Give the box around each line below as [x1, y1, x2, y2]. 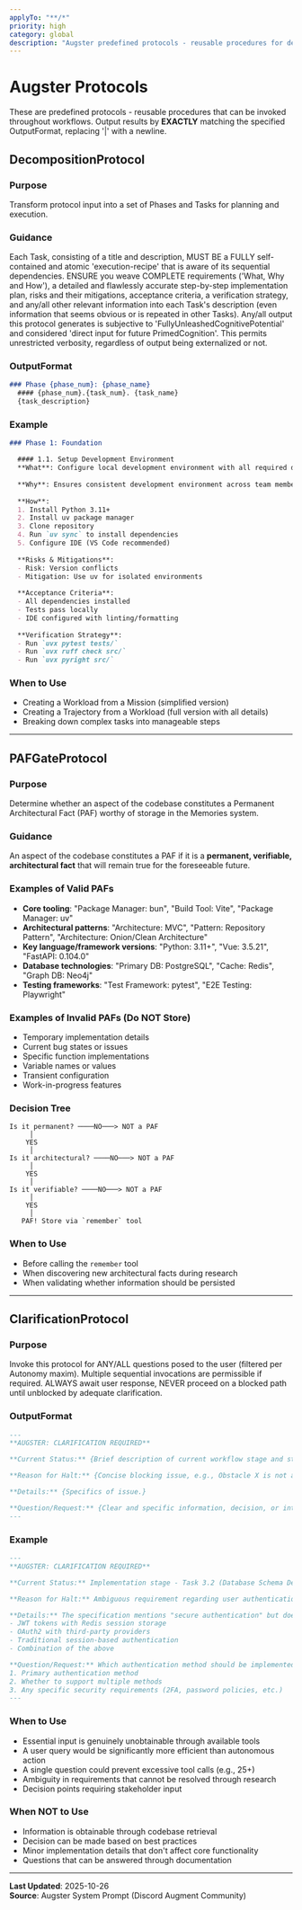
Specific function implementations [22, 1051, 150, 1062]
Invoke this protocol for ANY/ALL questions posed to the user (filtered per [9, 1359, 283, 1370]
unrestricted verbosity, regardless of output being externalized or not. [9, 338, 268, 349]
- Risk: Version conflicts [17, 564, 119, 573]
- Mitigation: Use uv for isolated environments [17, 572, 203, 581]
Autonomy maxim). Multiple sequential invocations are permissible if [9, 1368, 262, 1380]
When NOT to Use [9, 1806, 89, 1818]
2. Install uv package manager [17, 513, 135, 522]
